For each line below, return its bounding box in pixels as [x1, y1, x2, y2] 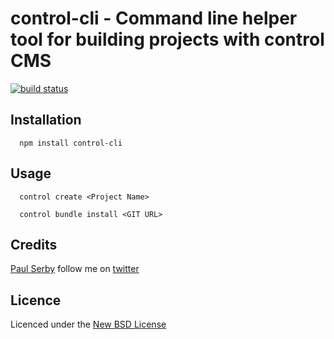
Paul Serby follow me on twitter [10, 263, 140, 275]
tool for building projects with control [10, 28, 325, 51]
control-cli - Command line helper [10, 7, 298, 30]
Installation [10, 112, 82, 129]
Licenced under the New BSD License [10, 318, 167, 331]
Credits [10, 236, 58, 253]
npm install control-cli [19, 138, 123, 148]
